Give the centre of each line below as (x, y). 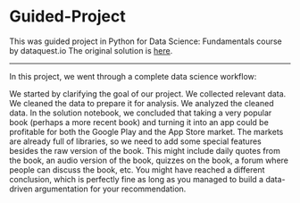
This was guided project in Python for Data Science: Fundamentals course (146, 41)
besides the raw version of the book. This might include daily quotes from (145, 150)
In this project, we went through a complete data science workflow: (133, 76)
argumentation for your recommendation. (110, 189)
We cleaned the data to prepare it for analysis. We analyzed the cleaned (142, 103)
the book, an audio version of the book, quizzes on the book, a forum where (149, 160)
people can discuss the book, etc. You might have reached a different (137, 169)
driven (21, 189)
